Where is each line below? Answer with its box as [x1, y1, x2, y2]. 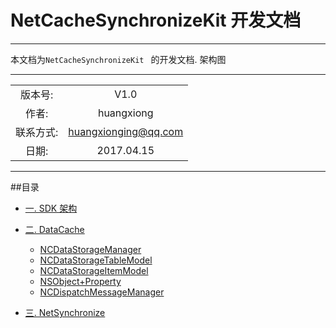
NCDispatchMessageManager [39, 286, 165, 298]
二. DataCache [24, 223, 85, 235]
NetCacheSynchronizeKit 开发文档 [10, 9, 302, 32]
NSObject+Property [39, 275, 122, 287]
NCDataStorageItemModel [39, 264, 149, 276]
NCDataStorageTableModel [39, 254, 153, 266]
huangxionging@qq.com [68, 124, 184, 138]
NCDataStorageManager [39, 243, 142, 255]
